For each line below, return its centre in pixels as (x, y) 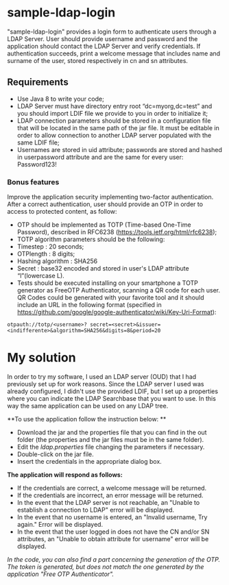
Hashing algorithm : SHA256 (57, 261)
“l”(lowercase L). (41, 276)
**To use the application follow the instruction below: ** (87, 419)
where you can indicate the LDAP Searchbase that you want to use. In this (111, 398)
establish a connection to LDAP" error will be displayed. (96, 510)
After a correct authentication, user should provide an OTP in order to (105, 204)
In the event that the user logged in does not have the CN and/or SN (113, 532)
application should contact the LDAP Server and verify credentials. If (104, 46)
